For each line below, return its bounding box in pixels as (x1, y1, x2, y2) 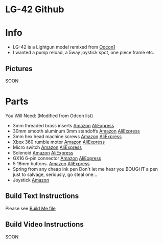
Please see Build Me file (5, 205, 56, 211)
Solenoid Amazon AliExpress (12, 149, 74, 156)
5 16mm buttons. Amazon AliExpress (12, 160, 90, 167)
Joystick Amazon (12, 176, 50, 183)
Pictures (5, 64, 33, 73)
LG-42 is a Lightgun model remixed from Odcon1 (12, 44, 115, 50)
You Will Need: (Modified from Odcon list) (5, 113, 94, 119)
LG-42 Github (5, 4, 64, 15)
